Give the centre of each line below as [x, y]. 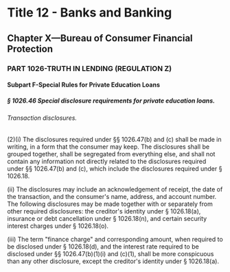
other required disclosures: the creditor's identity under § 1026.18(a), [104, 211]
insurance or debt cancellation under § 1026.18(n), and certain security [107, 218]
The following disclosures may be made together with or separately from [110, 204]
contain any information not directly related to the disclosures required [107, 161]
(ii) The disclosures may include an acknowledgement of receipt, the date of [115, 189]
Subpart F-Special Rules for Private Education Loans [83, 85]
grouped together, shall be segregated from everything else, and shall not [111, 154]
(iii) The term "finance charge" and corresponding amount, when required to [115, 239]
